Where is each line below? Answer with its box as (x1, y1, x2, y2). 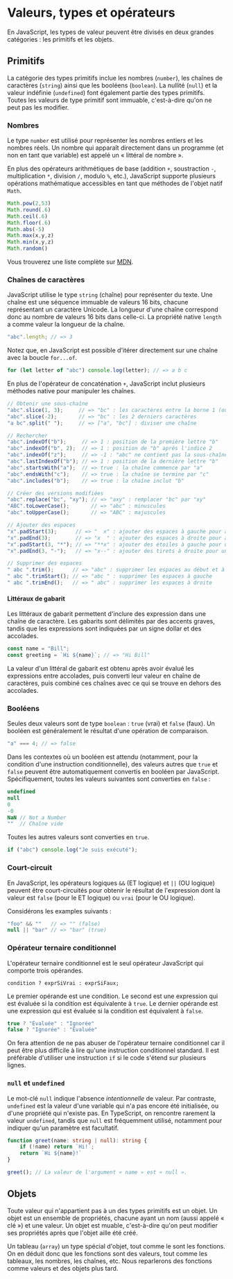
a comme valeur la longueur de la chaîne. (7, 320, 126, 329)
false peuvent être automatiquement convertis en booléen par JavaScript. (7, 768, 220, 776)
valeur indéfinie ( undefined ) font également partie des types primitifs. (7, 88, 205, 96)
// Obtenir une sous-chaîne (7, 400, 89, 407)
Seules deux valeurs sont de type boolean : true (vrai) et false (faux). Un (7, 719, 215, 728)
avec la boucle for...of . (7, 354, 78, 362)
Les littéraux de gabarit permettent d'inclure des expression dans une (7, 610, 207, 618)
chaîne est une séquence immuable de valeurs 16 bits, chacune (7, 298, 189, 307)
